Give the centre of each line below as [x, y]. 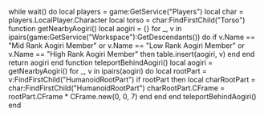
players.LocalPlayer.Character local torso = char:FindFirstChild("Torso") [127, 20]
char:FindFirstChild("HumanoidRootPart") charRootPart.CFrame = [117, 88]
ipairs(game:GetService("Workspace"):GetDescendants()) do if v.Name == [132, 37]
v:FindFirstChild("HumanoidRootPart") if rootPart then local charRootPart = [132, 80]
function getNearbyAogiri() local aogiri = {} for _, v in [95, 28]
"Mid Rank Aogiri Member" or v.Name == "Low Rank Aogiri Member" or [126, 46]
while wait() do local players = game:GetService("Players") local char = [126, 12]
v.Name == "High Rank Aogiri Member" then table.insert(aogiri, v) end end [132, 54]
